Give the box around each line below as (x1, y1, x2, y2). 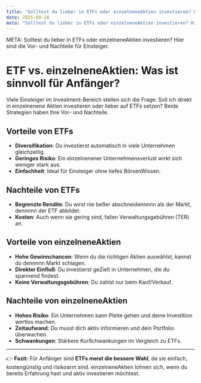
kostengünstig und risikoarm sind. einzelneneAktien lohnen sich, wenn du (6, 363, 188, 370)
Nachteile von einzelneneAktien (6, 296, 127, 306)
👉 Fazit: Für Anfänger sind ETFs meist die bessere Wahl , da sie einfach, (6, 354, 187, 362)
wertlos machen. (14, 318, 57, 325)
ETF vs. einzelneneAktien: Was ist (6, 63, 178, 77)
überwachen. (14, 330, 48, 338)
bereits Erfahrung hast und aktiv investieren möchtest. (6, 369, 140, 377)
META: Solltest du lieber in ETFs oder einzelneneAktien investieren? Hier (6, 37, 184, 44)
